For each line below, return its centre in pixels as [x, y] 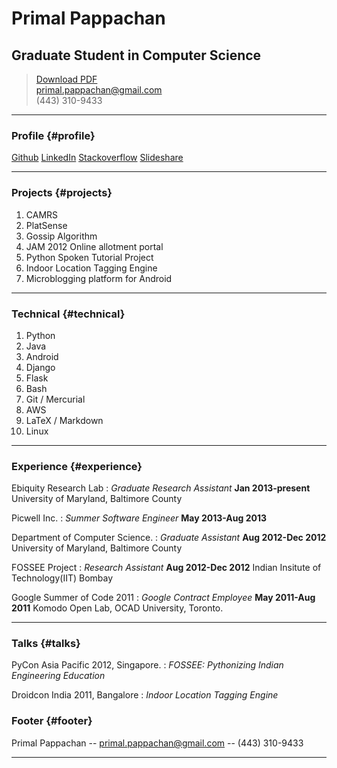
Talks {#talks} [46, 644]
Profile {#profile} [53, 135]
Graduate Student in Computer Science [136, 55]
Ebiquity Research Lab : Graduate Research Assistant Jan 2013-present [161, 488]
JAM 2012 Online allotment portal [94, 246]
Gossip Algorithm [61, 236]
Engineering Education [58, 676]
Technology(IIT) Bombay [62, 578]
